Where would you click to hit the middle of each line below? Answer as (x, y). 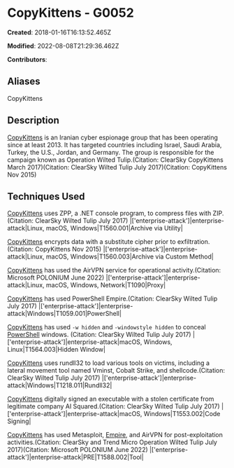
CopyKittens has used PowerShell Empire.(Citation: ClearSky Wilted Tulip (112, 298)
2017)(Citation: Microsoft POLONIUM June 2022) (78, 450)
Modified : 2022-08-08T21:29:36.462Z (63, 46)
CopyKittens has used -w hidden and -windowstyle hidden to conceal (107, 327)
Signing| (19, 421)
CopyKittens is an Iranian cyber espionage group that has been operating (113, 137)
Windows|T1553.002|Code (182, 414)
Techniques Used (46, 197)
